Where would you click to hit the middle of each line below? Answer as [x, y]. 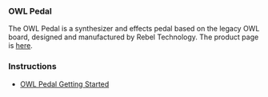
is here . [21, 46]
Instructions [33, 67]
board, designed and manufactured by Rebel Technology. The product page [134, 37]
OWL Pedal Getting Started [64, 84]
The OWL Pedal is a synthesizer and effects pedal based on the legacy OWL [134, 29]
